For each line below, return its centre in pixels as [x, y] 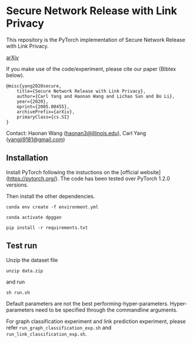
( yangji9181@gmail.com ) [36, 139]
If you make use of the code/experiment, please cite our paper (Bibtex [91, 68]
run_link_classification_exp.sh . [46, 334]
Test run [22, 246]
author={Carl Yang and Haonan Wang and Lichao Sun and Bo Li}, [96, 96]
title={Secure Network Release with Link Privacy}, [81, 91]
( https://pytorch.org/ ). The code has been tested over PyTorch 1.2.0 [88, 178]
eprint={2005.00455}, [43, 107]
